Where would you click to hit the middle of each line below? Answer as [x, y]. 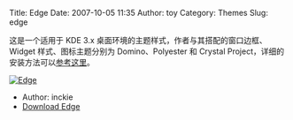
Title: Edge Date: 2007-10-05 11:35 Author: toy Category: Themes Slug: [139, 13]
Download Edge [51, 106]
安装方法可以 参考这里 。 [52, 62]
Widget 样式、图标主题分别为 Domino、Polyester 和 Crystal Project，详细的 [147, 51]
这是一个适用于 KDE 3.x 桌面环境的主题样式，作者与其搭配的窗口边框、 [138, 40]
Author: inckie [47, 97]
